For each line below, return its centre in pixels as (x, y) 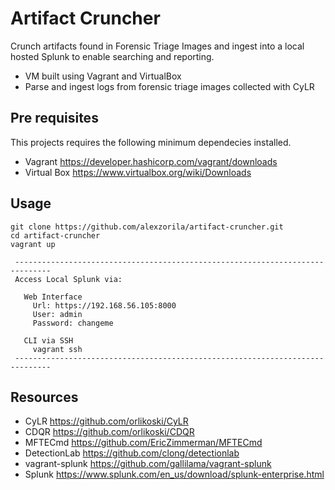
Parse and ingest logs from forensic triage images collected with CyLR (169, 86)
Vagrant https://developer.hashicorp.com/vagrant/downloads (151, 161)
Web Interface (53, 297)
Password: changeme (73, 323)
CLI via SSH (48, 340)
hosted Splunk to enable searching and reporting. (112, 56)
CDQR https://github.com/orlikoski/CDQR (109, 432)
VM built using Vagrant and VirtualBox (103, 76)
